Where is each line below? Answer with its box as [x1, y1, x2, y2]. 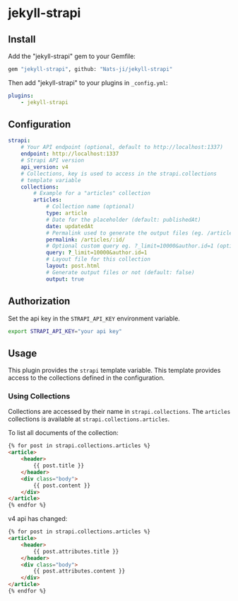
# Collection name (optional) [45, 203, 135, 210]
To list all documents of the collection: [8, 429, 119, 437]
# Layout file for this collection [45, 256, 151, 263]
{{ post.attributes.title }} [33, 548, 119, 555]
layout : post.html [45, 262, 100, 270]
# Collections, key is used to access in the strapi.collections [20, 170, 218, 177]
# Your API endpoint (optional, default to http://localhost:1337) [20, 144, 223, 151]
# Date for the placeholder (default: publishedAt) [45, 216, 201, 223]
